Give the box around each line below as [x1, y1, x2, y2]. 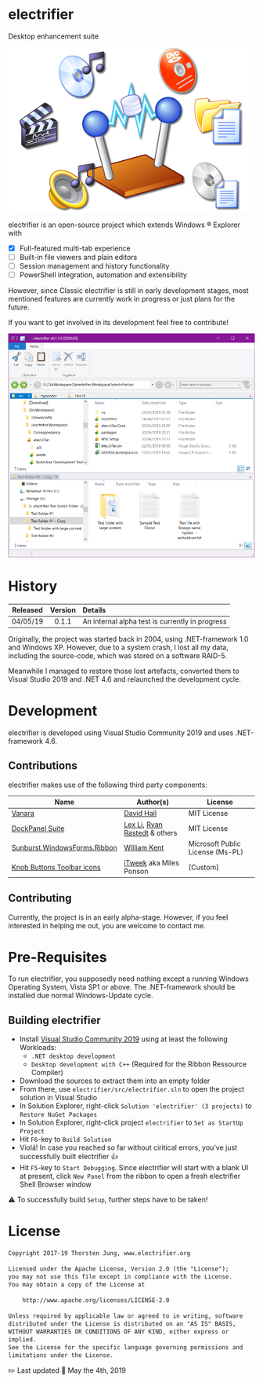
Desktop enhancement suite [8, 31, 99, 41]
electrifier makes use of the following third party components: [8, 780, 207, 789]
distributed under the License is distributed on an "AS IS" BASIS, [8, 1320, 236, 1328]
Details [82, 606, 106, 615]
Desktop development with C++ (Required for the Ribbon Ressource [31, 1059, 247, 1069]
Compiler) [31, 1068, 64, 1077]
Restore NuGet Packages [19, 1111, 98, 1119]
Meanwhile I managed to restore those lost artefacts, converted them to [8, 666, 240, 675]
